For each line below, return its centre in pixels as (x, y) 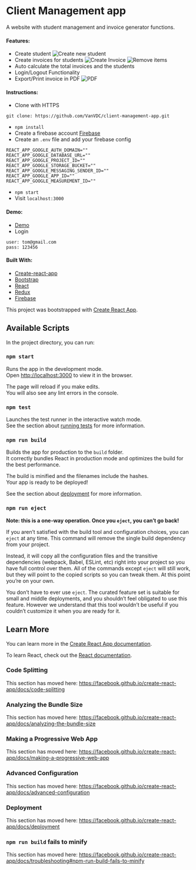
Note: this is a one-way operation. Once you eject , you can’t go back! (93, 520)
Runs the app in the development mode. (54, 368)
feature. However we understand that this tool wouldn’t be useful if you (92, 605)
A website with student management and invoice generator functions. (91, 27)
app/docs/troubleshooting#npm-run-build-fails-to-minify (75, 861)
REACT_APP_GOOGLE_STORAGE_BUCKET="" (51, 166)
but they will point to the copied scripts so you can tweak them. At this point (98, 575)
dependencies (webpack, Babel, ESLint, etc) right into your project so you (96, 562)
